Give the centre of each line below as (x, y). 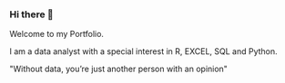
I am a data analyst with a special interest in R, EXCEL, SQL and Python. (143, 51)
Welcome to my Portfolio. (57, 34)
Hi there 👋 (32, 14)
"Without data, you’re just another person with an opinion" (118, 69)
